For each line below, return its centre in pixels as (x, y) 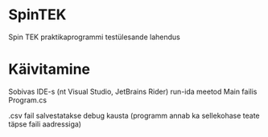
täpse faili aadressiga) (45, 124)
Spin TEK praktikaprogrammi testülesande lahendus (95, 37)
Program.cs (27, 100)
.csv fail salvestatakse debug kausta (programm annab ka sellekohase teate (134, 115)
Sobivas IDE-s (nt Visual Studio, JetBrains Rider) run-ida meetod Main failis (133, 91)
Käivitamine (49, 69)
